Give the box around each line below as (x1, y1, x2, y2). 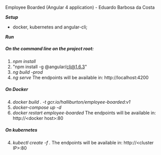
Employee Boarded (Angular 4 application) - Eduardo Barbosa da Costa (5, 5, 155, 10)
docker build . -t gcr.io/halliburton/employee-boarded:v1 (12, 99, 131, 105)
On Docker (5, 86, 28, 92)
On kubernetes (5, 127, 38, 133)
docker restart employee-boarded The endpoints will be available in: (12, 109, 156, 116)
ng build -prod (12, 69, 43, 75)
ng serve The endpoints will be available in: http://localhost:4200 (12, 74, 149, 80)
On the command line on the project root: (5, 45, 94, 51)
